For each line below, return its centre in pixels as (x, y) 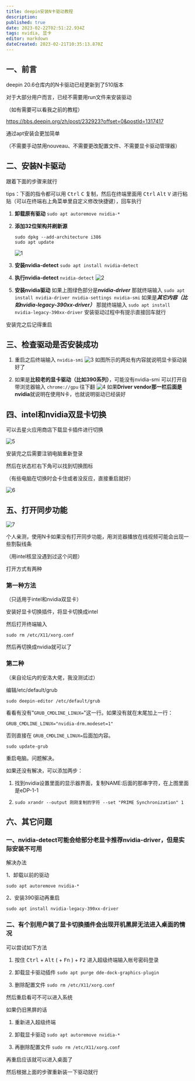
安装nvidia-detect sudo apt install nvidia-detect (76, 265)
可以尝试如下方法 (27, 947)
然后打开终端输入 (27, 624)
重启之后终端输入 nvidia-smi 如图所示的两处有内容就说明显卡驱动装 (101, 360)
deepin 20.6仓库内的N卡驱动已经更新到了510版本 (65, 84)
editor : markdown (27, 39)
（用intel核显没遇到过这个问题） (44, 556)
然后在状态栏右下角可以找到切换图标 (50, 466)
